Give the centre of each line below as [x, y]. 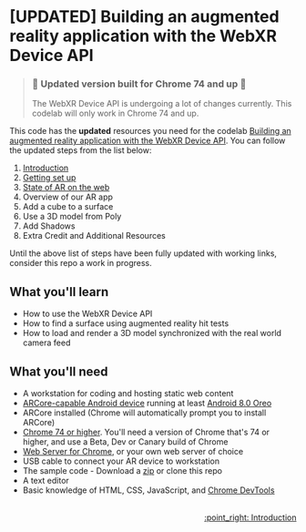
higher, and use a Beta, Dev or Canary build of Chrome [125, 442]
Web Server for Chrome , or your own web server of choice [133, 452]
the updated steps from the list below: [81, 150]
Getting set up [49, 178]
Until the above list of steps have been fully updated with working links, [143, 253]
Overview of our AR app [68, 197]
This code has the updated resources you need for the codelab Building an [150, 131]
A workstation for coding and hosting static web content [128, 394]
